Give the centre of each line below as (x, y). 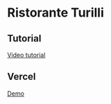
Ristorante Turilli (55, 13)
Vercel (22, 77)
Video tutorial (26, 55)
